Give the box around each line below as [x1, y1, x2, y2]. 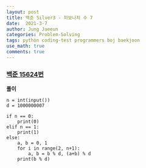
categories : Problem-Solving [6, 32, 80, 38]
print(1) [17, 130, 40, 136]
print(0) [17, 119, 40, 125]
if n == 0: [6, 114, 34, 120]
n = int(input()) [6, 97, 50, 104]
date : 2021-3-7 [6, 20, 47, 26]
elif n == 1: [6, 124, 40, 130]
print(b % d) [17, 156, 50, 163]
